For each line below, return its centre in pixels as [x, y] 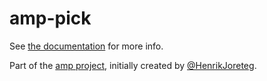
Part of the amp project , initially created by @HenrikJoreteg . [133, 65]
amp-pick [50, 18]
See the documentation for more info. [86, 46]
